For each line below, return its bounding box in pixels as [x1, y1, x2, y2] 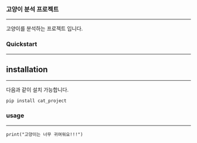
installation [6, 64, 48, 74]
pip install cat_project [6, 98, 67, 104]
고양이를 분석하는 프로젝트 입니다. [6, 25, 83, 32]
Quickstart [6, 40, 38, 48]
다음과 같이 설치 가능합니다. [6, 86, 69, 93]
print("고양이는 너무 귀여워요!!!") [6, 131, 83, 137]
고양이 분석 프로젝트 [6, 5, 59, 13]
